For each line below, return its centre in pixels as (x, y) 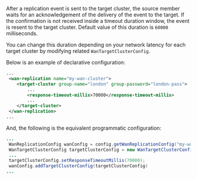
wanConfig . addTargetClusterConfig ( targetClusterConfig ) (78, 166)
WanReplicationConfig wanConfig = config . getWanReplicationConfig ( (93, 144)
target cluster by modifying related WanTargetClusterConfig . (78, 51)
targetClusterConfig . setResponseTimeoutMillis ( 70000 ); (77, 161)
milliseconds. (22, 33)
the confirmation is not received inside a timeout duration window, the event (98, 21)
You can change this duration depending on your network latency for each (96, 45)
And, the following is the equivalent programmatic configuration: (84, 128)
